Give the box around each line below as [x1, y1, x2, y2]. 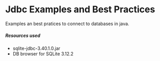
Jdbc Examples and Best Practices [5, 4, 155, 15]
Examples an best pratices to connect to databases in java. [5, 21, 129, 27]
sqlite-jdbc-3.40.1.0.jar [12, 45, 60, 51]
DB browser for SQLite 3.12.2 [12, 50, 74, 57]
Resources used [5, 32, 41, 38]
